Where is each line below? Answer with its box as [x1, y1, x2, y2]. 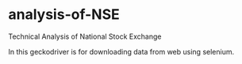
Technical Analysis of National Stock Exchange [8, 32, 162, 41]
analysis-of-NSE [8, 6, 121, 24]
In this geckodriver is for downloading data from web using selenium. [8, 47, 235, 56]
